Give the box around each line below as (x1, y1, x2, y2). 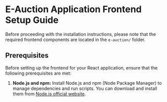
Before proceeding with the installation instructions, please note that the (5, 31, 156, 37)
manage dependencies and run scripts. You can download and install (12, 85, 157, 91)
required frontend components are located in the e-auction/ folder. (5, 37, 146, 43)
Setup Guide (5, 14, 59, 26)
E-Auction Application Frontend (5, 4, 142, 15)
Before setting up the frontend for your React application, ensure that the (5, 64, 158, 71)
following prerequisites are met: (5, 70, 72, 76)
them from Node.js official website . (12, 90, 86, 97)
